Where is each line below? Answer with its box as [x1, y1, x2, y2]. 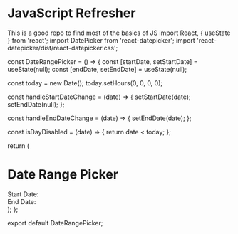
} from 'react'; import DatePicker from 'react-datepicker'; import [7, 36, 196, 44]
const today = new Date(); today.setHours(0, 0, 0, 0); [7, 78, 162, 87]
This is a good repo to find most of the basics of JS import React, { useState [7, 28, 231, 37]
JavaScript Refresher [7, 5, 136, 21]
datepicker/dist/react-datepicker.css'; [7, 43, 118, 52]
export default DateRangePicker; [7, 218, 103, 227]
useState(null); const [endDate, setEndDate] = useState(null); [7, 65, 187, 73]
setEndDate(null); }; [7, 100, 65, 108]
